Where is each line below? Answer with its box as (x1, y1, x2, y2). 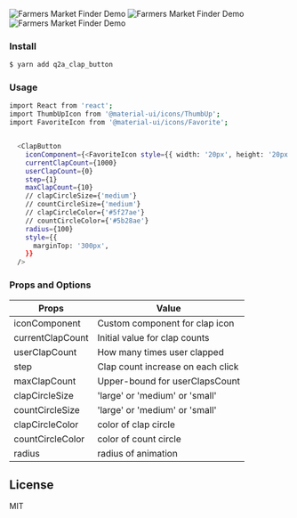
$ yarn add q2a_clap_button (9, 61, 114, 69)
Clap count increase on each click (97, 360, 239, 373)
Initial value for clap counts (97, 331, 210, 344)
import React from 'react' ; (9, 101, 114, 110)
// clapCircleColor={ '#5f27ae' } (25, 208, 145, 217)
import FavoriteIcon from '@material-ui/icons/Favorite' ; (9, 118, 229, 127)
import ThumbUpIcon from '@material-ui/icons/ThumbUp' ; (9, 109, 221, 119)
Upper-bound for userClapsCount (97, 375, 240, 387)
